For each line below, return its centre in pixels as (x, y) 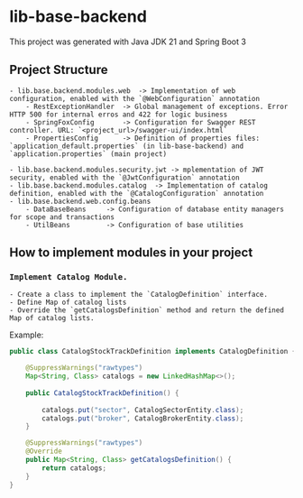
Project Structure (59, 70)
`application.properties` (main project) (88, 154)
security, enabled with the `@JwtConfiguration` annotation (125, 178)
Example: (27, 335)
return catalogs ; (74, 468)
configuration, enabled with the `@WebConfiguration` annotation (134, 98)
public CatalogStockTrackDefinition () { (102, 393)
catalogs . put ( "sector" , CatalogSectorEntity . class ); (143, 410)
